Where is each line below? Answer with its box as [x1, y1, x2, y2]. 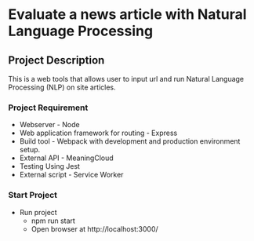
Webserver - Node [19, 120, 80, 130]
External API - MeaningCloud [19, 153, 114, 162]
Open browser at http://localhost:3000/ [31, 224, 158, 233]
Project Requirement [8, 102, 89, 113]
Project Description [8, 53, 105, 67]
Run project [19, 207, 57, 217]
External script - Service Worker [19, 170, 124, 180]
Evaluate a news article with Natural [8, 5, 247, 24]
